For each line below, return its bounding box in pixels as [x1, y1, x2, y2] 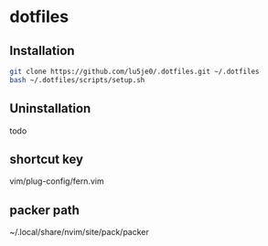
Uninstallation [9, 101, 91, 116]
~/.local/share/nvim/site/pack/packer [9, 227, 149, 238]
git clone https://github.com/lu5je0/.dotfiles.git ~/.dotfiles [9, 67, 260, 76]
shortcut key [9, 151, 84, 166]
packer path [9, 202, 80, 218]
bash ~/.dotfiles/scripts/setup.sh [9, 75, 145, 84]
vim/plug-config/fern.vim [9, 176, 104, 187]
